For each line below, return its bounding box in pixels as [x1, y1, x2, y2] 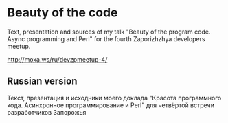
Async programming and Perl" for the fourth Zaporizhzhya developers [7, 34, 205, 43]
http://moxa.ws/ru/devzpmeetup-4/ [7, 55, 108, 63]
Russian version [7, 76, 78, 87]
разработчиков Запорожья [7, 108, 87, 116]
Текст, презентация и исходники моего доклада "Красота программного [7, 93, 222, 102]
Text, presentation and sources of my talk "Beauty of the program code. [7, 27, 211, 36]
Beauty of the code [7, 5, 118, 21]
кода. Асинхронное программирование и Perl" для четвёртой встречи [7, 101, 215, 109]
